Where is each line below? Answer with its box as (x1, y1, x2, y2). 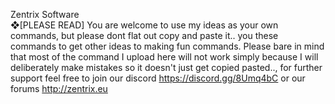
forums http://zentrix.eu (10, 83, 108, 94)
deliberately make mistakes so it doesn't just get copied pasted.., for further (10, 62, 323, 73)
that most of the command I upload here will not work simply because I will (10, 51, 319, 63)
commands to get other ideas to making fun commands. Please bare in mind (10, 40, 325, 52)
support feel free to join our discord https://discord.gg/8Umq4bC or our (10, 72, 306, 84)
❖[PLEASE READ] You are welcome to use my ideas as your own (10, 19, 279, 31)
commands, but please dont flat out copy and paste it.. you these (10, 30, 279, 41)
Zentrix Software (10, 9, 80, 20)
